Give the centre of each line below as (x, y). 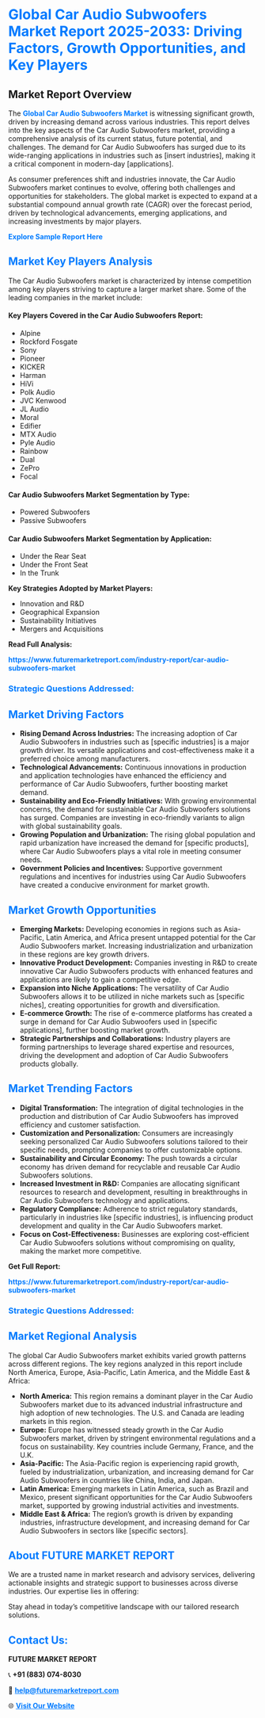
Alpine (30, 334)
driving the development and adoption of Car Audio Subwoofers (124, 1055)
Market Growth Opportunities (82, 910)
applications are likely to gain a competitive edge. (100, 979)
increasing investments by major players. (75, 221)
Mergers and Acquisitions (62, 629)
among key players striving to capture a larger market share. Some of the (127, 289)
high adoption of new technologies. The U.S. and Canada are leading (132, 1413)
